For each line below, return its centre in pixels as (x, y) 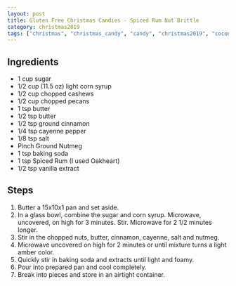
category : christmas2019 (44, 27)
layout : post (26, 14)
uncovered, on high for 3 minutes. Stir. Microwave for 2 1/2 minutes (114, 222)
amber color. (36, 252)
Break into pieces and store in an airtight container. (91, 274)
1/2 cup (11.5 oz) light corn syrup (64, 86)
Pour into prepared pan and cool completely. (82, 267)
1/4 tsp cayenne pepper (52, 131)
